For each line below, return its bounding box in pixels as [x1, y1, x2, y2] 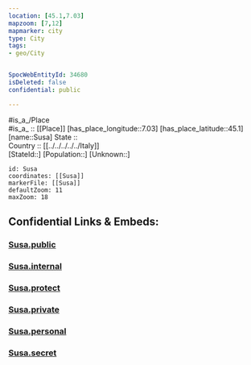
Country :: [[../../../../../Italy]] [8, 140, 100, 150]
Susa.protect [8, 282, 60, 293]
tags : [8, 42, 27, 50]
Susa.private [8, 304, 60, 315]
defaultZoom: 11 [8, 186, 63, 194]
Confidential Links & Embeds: [8, 215, 159, 229]
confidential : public [8, 85, 81, 93]
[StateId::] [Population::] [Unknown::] [8, 149, 130, 159]
